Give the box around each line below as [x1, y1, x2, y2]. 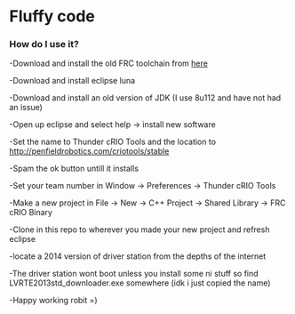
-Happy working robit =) [9, 295, 98, 306]
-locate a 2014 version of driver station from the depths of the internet [9, 251, 267, 262]
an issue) [9, 102, 43, 113]
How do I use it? [9, 38, 80, 51]
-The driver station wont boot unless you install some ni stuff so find [9, 269, 259, 279]
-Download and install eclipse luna [9, 76, 136, 86]
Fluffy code [9, 6, 96, 27]
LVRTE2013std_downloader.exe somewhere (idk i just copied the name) [9, 278, 271, 288]
